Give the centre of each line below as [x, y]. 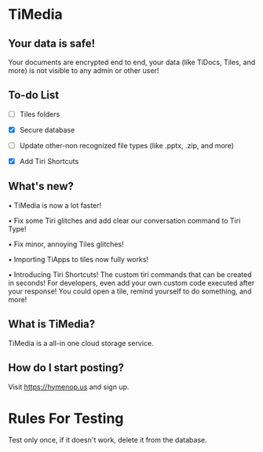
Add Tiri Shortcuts [49, 161]
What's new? [41, 186]
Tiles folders [40, 114]
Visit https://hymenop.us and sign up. [69, 387]
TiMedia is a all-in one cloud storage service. [81, 343]
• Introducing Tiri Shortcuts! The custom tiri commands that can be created [130, 274]
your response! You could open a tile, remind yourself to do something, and [130, 291]
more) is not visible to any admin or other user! [84, 71]
